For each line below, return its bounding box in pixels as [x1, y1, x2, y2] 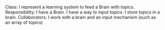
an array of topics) [5, 19, 43, 25]
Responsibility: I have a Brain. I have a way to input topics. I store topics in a [5, 9, 160, 15]
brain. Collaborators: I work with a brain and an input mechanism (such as [5, 15, 157, 20]
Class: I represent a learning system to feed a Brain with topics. [5, 4, 135, 10]
